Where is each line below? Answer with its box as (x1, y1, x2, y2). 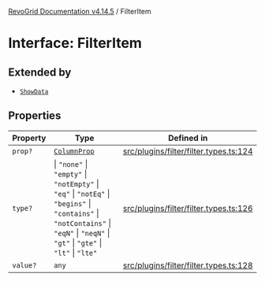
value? (12, 261, 37, 270)
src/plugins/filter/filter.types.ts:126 (122, 202, 253, 213)
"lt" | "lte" (54, 247, 98, 258)
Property (12, 132, 47, 143)
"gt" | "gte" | (54, 237, 103, 248)
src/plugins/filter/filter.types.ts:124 (122, 146, 253, 157)
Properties (8, 109, 62, 123)
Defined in (168, 132, 208, 143)
